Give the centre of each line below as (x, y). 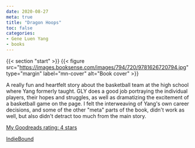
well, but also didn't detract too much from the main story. (76, 116)
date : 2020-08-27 (27, 11)
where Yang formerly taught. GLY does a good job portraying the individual (97, 91)
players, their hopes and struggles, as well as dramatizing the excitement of (97, 97)
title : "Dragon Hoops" (34, 22)
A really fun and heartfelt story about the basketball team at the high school (97, 85)
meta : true (19, 17)
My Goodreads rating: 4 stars (42, 127)
